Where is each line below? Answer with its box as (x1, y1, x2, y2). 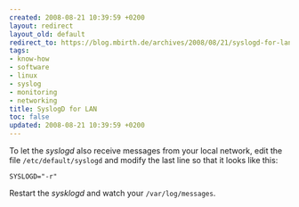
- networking (9, 95, 58, 105)
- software (9, 63, 50, 72)
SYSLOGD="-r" (9, 172, 58, 181)
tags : (9, 46, 29, 55)
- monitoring (9, 87, 58, 96)
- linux (9, 71, 38, 80)
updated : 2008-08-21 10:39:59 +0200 (9, 121, 145, 130)
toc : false (9, 112, 50, 121)
